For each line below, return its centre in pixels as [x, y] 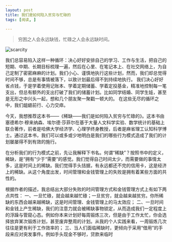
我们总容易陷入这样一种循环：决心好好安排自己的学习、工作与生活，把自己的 [86, 60]
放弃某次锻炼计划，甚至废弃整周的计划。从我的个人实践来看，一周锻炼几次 [88, 221]
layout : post [19, 10]
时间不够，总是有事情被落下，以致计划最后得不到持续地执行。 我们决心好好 [84, 80]
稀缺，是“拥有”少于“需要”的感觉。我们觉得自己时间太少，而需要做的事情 [81, 159]
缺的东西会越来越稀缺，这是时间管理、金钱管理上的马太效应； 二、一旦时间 [84, 202]
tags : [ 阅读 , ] [21, 20]
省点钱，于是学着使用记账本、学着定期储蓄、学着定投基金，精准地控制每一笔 [86, 86]
